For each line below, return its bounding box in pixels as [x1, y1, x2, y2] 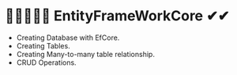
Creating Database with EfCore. [16, 33, 120, 42]
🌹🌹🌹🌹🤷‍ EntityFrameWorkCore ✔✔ [5, 7, 230, 25]
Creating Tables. [16, 41, 70, 50]
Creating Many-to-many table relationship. [16, 49, 155, 59]
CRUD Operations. [16, 58, 77, 67]
